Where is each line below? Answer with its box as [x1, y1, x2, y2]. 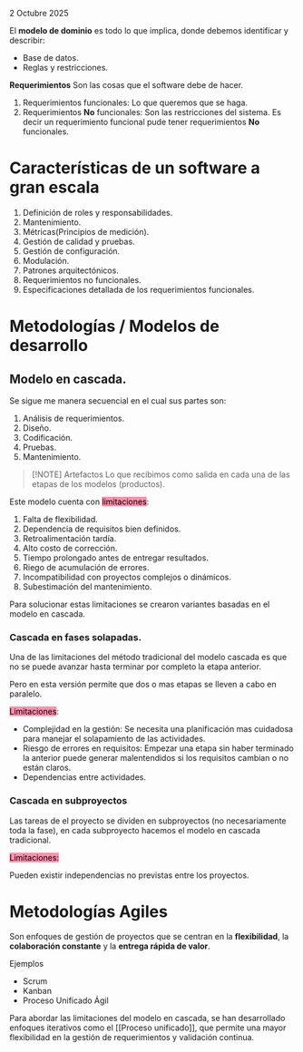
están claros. [22, 762, 72, 774]
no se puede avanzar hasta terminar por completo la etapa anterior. [9, 661, 261, 672]
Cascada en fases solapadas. [9, 630, 142, 643]
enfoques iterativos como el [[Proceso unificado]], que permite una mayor [9, 1022, 287, 1033]
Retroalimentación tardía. [22, 532, 117, 543]
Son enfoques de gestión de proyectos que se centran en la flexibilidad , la [9, 931, 289, 942]
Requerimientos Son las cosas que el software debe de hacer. [9, 80, 243, 90]
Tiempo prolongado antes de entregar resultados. [22, 552, 209, 563]
